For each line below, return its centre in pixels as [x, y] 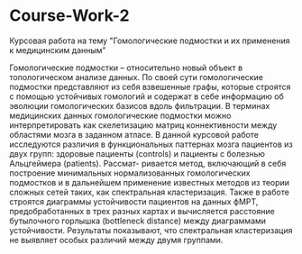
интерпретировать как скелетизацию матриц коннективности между [143, 125]
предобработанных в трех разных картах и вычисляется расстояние [142, 211]
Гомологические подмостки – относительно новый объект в [126, 68]
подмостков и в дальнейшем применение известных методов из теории [150, 182]
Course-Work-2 [69, 16]
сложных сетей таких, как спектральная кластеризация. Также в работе [150, 192]
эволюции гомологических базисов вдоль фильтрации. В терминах [140, 105]
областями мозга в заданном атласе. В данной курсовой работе [134, 134]
